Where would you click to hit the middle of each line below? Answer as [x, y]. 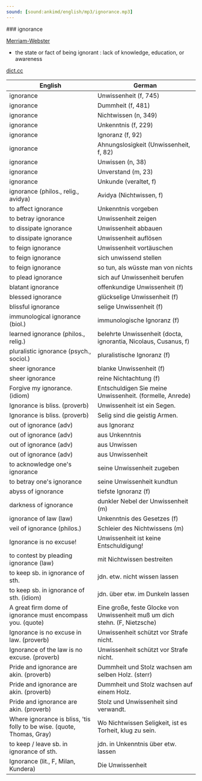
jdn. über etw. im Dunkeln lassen [143, 593]
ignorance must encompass [49, 615]
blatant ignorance [34, 287]
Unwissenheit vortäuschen [135, 248]
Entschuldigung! [120, 545]
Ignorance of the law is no [46, 650]
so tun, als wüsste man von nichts [145, 267]
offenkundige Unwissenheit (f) [140, 287]
